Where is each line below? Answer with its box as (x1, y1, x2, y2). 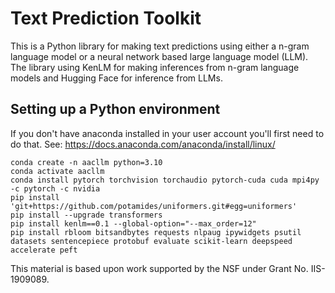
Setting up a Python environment (10, 101, 221, 118)
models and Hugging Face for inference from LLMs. (10, 72, 223, 84)
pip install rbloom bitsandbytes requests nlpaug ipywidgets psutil (10, 227, 302, 237)
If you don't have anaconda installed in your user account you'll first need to (10, 127, 325, 139)
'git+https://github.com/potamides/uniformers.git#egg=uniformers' (10, 201, 298, 211)
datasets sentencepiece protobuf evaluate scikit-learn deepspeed (10, 236, 293, 246)
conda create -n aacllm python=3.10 (10, 157, 163, 167)
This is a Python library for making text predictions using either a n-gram (10, 40, 310, 52)
